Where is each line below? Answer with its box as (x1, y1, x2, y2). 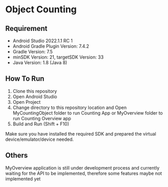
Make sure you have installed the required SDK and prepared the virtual (5, 130, 156, 137)
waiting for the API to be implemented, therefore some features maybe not (5, 170, 162, 176)
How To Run (5, 74, 45, 83)
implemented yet (5, 176, 41, 182)
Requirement (5, 24, 48, 33)
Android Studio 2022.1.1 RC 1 (12, 38, 73, 44)
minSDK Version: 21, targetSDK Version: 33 (12, 54, 104, 60)
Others (5, 151, 28, 160)
